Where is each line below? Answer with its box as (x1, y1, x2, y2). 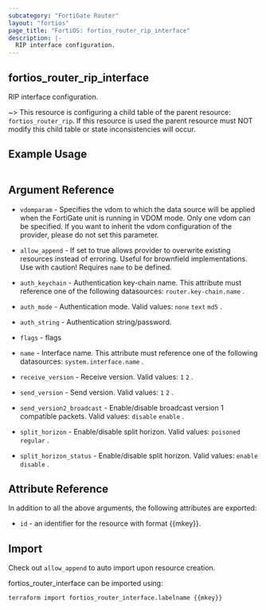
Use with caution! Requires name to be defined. (19, 262, 173, 272)
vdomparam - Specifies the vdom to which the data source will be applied (19, 204, 256, 214)
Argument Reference (8, 183, 115, 197)
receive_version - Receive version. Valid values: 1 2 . (19, 372, 194, 381)
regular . (19, 435, 49, 445)
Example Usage (8, 148, 88, 161)
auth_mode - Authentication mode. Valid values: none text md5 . (19, 301, 223, 311)
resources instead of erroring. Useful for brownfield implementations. (19, 254, 248, 263)
